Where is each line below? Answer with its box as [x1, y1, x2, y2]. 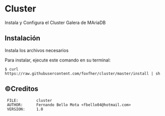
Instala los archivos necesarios [5, 47, 69, 53]
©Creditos [5, 84, 39, 93]
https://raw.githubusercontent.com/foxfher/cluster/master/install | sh [5, 71, 160, 76]
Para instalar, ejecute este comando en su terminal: [5, 57, 111, 63]
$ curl [5, 66, 19, 71]
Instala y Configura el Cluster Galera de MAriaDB [5, 19, 106, 25]
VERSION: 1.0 [7, 106, 43, 111]
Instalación [5, 34, 41, 42]
